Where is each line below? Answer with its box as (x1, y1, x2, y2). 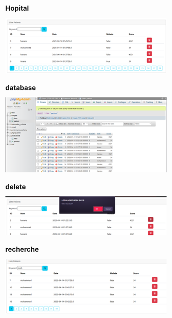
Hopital (5, 4, 29, 13)
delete (5, 182, 26, 191)
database (5, 83, 36, 92)
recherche (5, 245, 39, 254)
